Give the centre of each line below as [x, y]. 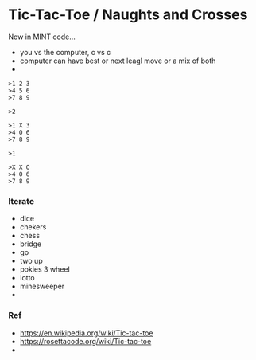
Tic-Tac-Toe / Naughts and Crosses [128, 15]
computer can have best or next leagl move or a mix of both [118, 61]
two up [31, 261]
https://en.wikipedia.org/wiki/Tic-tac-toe [86, 333]
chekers [33, 227]
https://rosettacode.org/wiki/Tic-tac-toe [85, 341]
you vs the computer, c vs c [65, 52]
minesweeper [42, 286]
